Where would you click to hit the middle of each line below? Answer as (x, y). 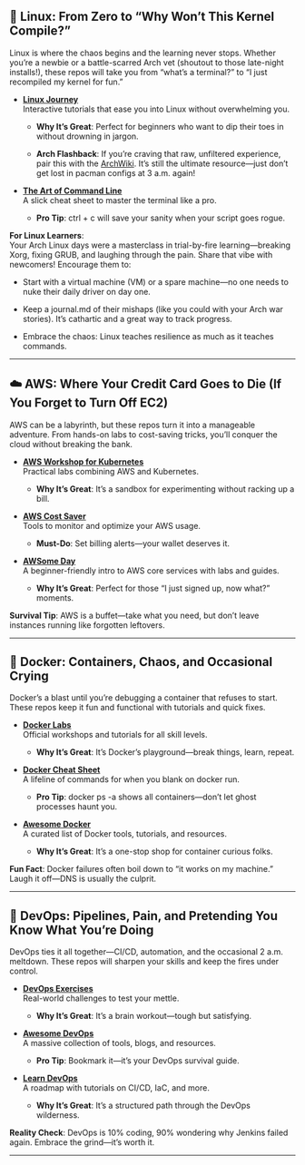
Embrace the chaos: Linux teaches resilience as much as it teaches (148, 336)
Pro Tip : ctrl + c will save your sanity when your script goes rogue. (161, 218)
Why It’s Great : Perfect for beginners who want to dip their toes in (160, 126)
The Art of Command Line (72, 191)
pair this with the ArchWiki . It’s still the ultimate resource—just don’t (162, 163)
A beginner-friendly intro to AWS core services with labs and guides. (151, 570)
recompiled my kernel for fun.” (67, 82)
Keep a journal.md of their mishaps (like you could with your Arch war (153, 308)
